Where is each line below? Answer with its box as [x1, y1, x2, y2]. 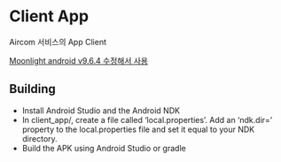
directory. [21, 133, 58, 143]
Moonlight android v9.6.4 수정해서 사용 [9, 55, 149, 66]
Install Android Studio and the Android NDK [21, 104, 180, 116]
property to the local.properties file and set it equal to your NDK [21, 124, 255, 135]
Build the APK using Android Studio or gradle [21, 143, 186, 153]
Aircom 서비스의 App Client [9, 36, 106, 47]
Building [9, 81, 56, 96]
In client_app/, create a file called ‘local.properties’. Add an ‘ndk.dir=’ [21, 114, 273, 125]
